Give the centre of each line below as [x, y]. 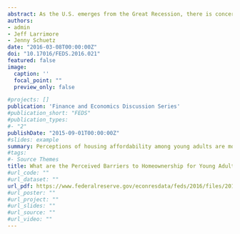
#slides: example [33, 140]
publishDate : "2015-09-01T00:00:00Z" [64, 133]
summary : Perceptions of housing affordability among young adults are [116, 146]
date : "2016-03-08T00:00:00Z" [52, 47]
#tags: [17, 153]
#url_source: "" [31, 213]
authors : [20, 21]
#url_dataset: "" [33, 179]
